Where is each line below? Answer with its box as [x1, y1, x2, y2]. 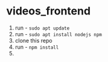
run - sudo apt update [14, 24, 70, 31]
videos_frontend [6, 4, 91, 18]
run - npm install [14, 43, 59, 51]
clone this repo [14, 37, 52, 44]
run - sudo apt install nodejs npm [14, 30, 103, 37]
